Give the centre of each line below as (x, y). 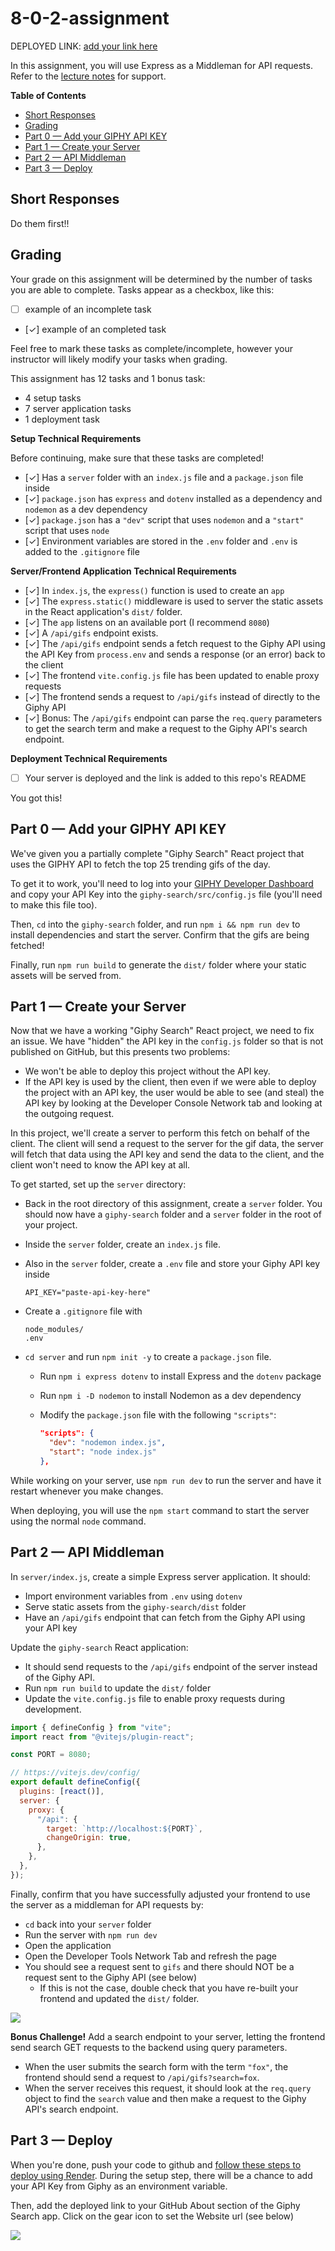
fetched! (27, 945)
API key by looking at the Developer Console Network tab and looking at (173, 1103)
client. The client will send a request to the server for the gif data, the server (167, 1144)
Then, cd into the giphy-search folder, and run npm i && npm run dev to (155, 924)
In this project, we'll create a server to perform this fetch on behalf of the (160, 1133)
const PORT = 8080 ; (51, 1755)
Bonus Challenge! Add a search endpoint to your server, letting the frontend (168, 2036)
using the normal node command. (78, 1521)
